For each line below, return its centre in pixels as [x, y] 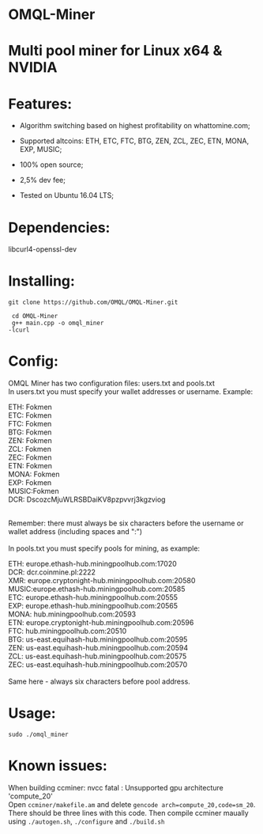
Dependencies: [59, 227]
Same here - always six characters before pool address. [100, 681]
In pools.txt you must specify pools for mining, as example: [104, 548]
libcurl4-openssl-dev [43, 249]
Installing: [41, 281]
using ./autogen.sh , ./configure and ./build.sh [86, 821]
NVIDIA [33, 68]
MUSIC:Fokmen [34, 491]
